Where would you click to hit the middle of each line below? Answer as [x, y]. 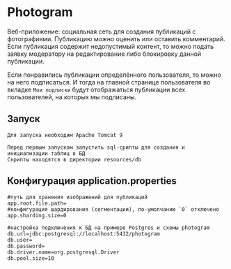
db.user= [20, 240]
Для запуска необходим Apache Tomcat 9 [65, 135]
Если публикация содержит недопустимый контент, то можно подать [111, 46]
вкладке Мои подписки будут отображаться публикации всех [96, 89]
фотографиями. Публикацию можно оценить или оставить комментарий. [116, 38]
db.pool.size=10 [31, 258]
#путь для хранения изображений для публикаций [78, 197]
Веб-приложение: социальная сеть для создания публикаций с [102, 31]
